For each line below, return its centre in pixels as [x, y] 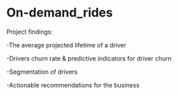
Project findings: [30, 32]
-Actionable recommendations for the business [73, 85]
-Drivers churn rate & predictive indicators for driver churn [89, 58]
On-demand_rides [60, 13]
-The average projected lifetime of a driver [66, 45]
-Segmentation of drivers [42, 72]
